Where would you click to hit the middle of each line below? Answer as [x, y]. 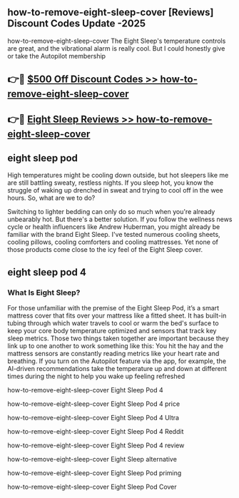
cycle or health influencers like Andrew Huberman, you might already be [114, 227]
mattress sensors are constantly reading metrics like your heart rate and [113, 354]
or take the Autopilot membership [56, 56]
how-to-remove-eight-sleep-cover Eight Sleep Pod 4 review [96, 445]
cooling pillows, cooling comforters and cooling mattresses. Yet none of [113, 242]
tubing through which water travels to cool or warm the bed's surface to [113, 323]
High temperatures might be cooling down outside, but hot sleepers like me [118, 176]
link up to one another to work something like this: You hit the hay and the [115, 346]
